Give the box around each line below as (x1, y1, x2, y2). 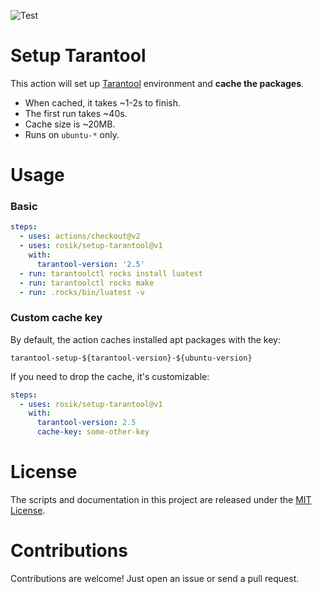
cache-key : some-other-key (36, 427, 150, 437)
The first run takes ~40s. (24, 107, 128, 119)
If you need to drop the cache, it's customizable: (10, 370, 210, 382)
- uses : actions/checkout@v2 (19, 231, 141, 242)
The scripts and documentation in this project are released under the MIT (10, 494, 312, 506)
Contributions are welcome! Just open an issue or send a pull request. (10, 572, 300, 584)
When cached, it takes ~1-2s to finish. (24, 96, 181, 109)
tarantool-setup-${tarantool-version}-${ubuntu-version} (10, 353, 253, 363)
